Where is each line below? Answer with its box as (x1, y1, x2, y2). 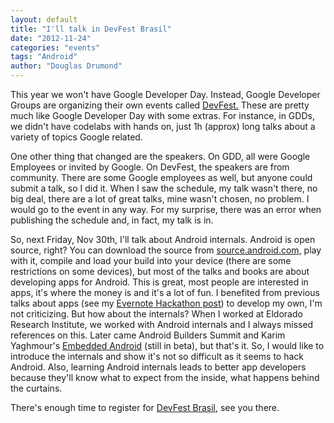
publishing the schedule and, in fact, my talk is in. (10, 214, 214, 226)
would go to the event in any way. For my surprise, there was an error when (10, 204, 322, 215)
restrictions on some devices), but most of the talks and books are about (10, 266, 310, 277)
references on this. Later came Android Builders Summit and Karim (10, 329, 286, 341)
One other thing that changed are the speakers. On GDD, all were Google (10, 151, 311, 162)
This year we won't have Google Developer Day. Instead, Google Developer (10, 89, 321, 100)
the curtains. (10, 382, 63, 394)
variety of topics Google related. (10, 131, 143, 143)
